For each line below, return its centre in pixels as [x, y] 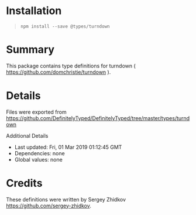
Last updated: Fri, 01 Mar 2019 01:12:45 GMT [68, 147]
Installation [34, 11]
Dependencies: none [40, 153]
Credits [24, 183]
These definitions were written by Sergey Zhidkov [66, 199]
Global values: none [38, 159]
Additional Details [27, 135]
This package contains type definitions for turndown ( [71, 66]
